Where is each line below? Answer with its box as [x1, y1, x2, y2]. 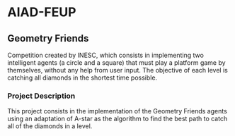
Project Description [7, 91, 76, 101]
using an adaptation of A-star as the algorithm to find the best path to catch [7, 114, 228, 123]
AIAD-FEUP [7, 4, 76, 20]
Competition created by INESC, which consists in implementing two [7, 51, 204, 59]
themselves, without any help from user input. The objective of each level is [7, 66, 228, 74]
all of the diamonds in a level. [7, 122, 93, 130]
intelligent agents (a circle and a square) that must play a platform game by [7, 58, 226, 67]
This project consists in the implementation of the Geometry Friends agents [7, 107, 228, 116]
